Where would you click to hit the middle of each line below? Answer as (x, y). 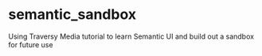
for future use (31, 44)
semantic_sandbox (72, 15)
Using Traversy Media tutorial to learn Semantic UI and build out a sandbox (131, 36)
